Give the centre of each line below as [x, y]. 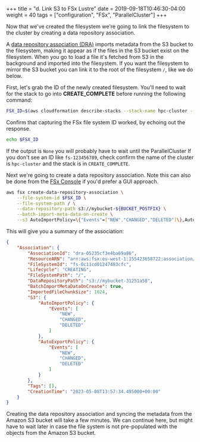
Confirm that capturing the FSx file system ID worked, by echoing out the [96, 122]
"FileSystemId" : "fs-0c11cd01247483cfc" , [80, 264]
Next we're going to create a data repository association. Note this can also [99, 175]
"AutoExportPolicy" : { [66, 341]
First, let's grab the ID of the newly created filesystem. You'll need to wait [96, 87]
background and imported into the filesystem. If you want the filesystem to [98, 63]
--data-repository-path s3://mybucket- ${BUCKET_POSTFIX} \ [92, 209]
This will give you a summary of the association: [65, 231]
